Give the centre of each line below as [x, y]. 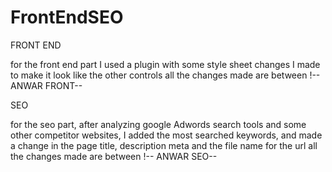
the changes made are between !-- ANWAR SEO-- [114, 156]
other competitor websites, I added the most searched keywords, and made [166, 135]
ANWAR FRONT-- [46, 85]
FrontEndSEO [67, 17]
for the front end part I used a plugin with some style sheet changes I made [165, 64]
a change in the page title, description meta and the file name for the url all [164, 145]
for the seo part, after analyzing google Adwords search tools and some [158, 124]
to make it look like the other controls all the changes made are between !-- [165, 75]
